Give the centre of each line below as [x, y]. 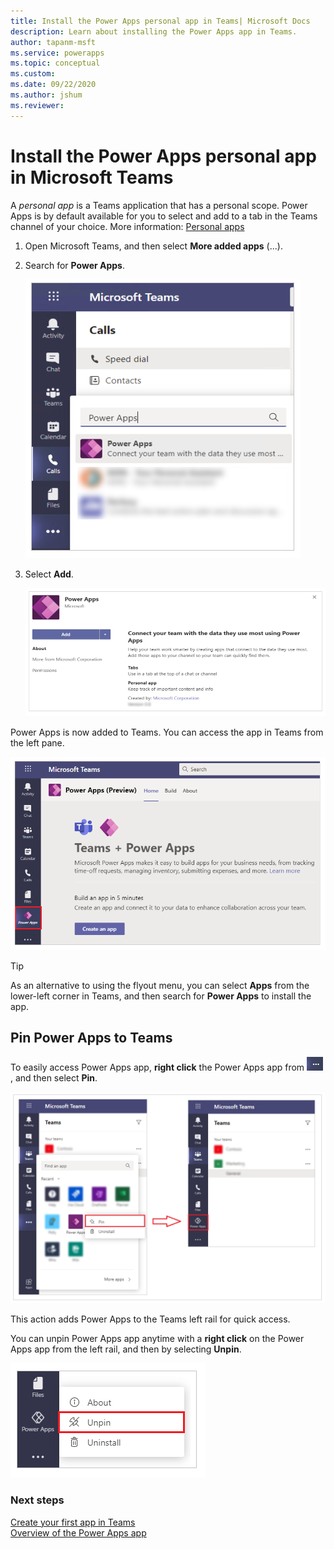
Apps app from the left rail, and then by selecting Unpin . [126, 1349]
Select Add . [49, 574]
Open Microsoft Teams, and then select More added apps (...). [153, 246]
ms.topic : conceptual [55, 63]
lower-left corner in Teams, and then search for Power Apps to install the [161, 996]
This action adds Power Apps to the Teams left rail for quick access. [150, 1319]
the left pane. [37, 742]
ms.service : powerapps [57, 53]
